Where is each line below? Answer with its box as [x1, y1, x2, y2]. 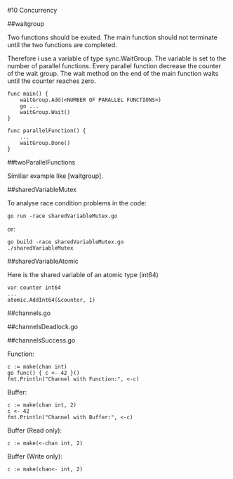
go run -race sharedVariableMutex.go [7, 212, 118, 219]
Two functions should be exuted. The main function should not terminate [7, 33, 218, 41]
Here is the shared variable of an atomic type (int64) [7, 271, 159, 279]
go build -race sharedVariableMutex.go [7, 238, 124, 245]
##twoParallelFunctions [7, 158, 76, 166]
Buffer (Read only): [7, 426, 62, 435]
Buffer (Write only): [7, 452, 63, 460]
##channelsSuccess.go [7, 336, 76, 344]
